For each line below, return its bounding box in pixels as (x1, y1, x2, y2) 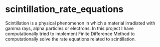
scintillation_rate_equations (5, 3, 124, 15)
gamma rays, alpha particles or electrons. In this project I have (5, 25, 134, 31)
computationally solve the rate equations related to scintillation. (5, 36, 136, 42)
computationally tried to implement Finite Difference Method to (5, 30, 135, 36)
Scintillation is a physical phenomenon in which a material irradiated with (5, 20, 155, 26)
